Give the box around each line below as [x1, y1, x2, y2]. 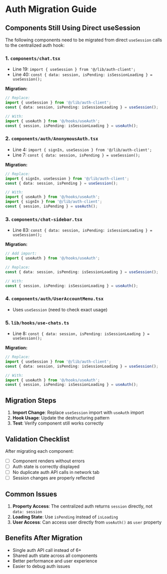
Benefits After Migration [5, 534, 83, 542]
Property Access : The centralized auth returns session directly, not [12, 503, 153, 509]
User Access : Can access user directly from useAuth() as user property [12, 519, 162, 525]
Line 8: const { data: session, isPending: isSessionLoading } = [12, 331, 150, 337]
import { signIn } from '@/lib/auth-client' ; [5, 199, 102, 204]
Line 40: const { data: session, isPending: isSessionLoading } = [12, 71, 152, 77]
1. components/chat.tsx [5, 54, 60, 61]
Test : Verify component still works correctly [12, 420, 104, 426]
